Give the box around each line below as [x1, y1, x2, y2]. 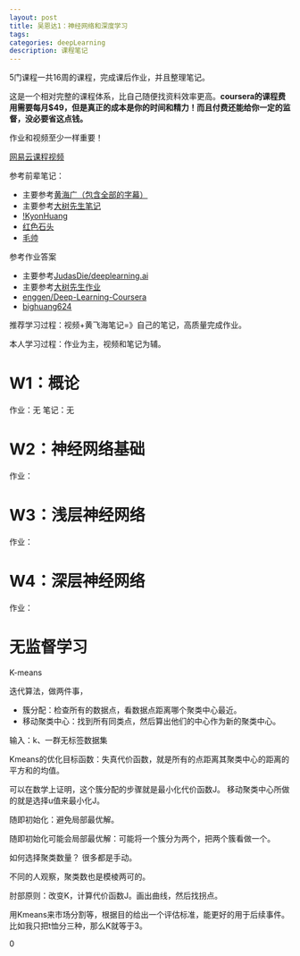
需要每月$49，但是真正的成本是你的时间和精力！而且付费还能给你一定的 [16, 102, 283, 113]
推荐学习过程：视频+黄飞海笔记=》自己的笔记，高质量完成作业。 [9, 319, 247, 331]
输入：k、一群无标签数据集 [9, 734, 108, 745]
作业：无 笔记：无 [9, 404, 74, 416]
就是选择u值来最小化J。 [16, 795, 105, 806]
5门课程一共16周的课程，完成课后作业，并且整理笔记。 [9, 72, 210, 83]
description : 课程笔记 [9, 47, 88, 55]
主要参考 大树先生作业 [21, 282, 101, 292]
